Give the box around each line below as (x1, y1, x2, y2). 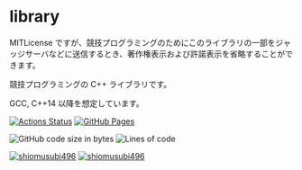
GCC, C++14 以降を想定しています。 (9, 97, 144, 109)
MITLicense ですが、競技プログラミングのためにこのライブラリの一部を (9, 37, 277, 48)
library (9, 6, 60, 27)
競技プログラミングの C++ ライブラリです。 (9, 78, 172, 89)
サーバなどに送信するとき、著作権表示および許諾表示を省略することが (24, 48, 286, 59)
